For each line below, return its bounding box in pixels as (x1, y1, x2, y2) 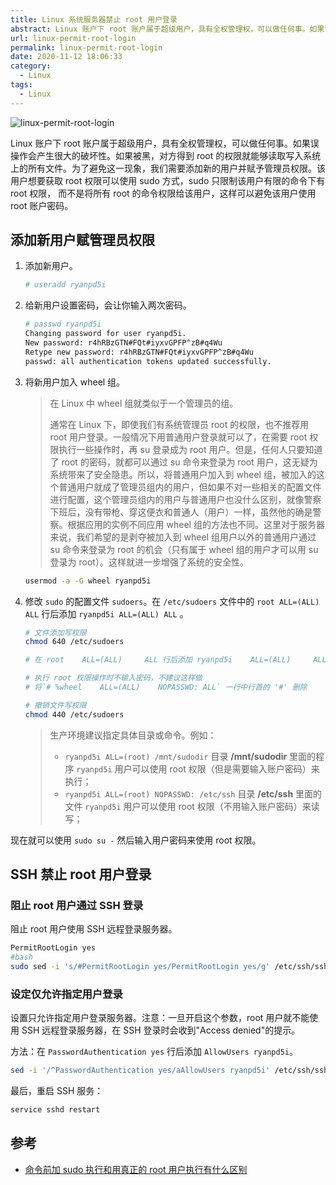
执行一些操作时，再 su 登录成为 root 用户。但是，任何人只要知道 (58, 443, 323, 455)
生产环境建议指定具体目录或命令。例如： (49, 729, 217, 741)
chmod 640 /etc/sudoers (24, 637, 125, 647)
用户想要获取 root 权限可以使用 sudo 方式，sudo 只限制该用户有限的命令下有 (10, 174, 326, 186)
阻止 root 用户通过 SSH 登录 (10, 899, 144, 912)
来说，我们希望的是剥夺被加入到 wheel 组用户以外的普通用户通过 (49, 531, 317, 543)
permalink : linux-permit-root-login (10, 42, 163, 53)
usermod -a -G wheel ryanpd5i (24, 576, 152, 586)
